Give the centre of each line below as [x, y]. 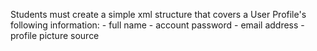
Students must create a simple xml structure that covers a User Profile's [158, 14]
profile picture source [55, 35]
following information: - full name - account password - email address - [157, 25]
